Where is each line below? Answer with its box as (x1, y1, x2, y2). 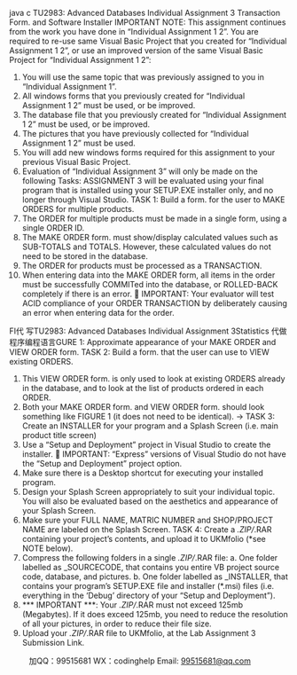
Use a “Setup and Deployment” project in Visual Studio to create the (21, 439, 271, 450)
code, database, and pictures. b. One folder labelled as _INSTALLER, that (21, 571, 288, 582)
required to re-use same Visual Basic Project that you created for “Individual (9, 35, 287, 46)
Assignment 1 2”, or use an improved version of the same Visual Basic (9, 45, 264, 56)
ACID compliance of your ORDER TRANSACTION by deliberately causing (21, 298, 288, 309)
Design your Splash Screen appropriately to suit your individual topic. (21, 487, 276, 497)
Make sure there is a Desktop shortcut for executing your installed (21, 467, 264, 478)
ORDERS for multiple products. (21, 204, 135, 214)
